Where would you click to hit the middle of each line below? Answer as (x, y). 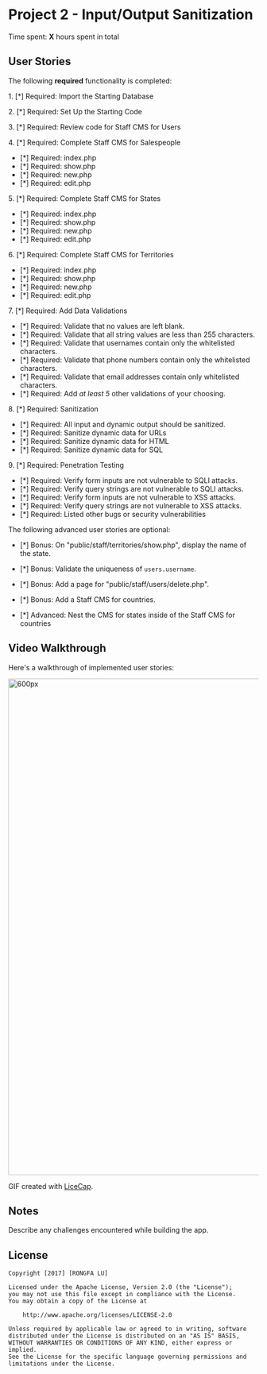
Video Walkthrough (57, 648)
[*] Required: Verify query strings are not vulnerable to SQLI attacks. (132, 488)
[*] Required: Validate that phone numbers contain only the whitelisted (135, 360)
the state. (35, 553)
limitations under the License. (62, 1364)
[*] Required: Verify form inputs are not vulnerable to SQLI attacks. (129, 480)
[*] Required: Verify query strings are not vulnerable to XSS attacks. (131, 505)
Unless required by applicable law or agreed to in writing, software (128, 1329)
